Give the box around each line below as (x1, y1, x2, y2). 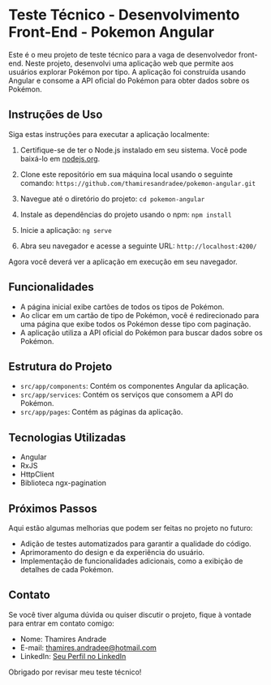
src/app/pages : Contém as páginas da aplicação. (19, 407, 183, 417)
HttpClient (19, 469, 55, 480)
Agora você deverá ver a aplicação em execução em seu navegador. (8, 256, 238, 266)
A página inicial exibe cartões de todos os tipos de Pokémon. (19, 302, 225, 312)
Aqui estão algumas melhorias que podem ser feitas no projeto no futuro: (8, 523, 253, 532)
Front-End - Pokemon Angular (8, 23, 215, 41)
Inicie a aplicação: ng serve (19, 225, 112, 235)
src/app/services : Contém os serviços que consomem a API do (19, 390, 234, 399)
